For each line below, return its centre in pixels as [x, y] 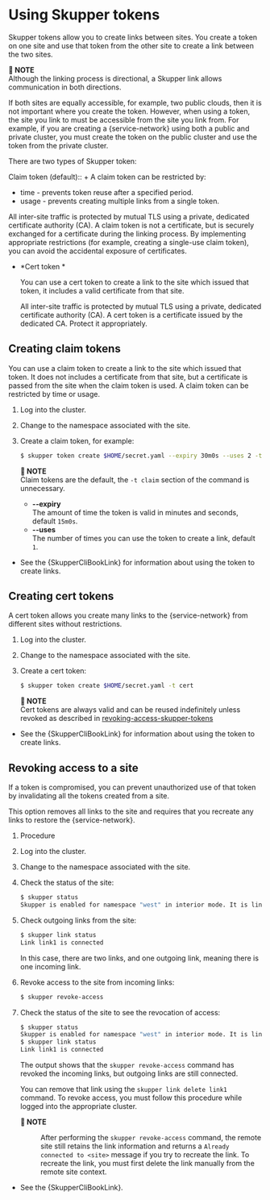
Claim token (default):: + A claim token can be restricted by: [108, 177]
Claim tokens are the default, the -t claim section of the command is [135, 479]
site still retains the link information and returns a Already [135, 1146]
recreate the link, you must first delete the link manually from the [147, 1163]
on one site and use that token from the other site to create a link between [131, 45]
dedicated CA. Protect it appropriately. [83, 323]
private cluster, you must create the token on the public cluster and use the [133, 137]
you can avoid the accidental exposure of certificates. [98, 251]
